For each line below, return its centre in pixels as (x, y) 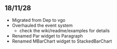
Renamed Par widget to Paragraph (47, 36)
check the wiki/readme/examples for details (64, 30)
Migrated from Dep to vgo (38, 20)
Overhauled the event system (42, 25)
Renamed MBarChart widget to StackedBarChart (62, 41)
